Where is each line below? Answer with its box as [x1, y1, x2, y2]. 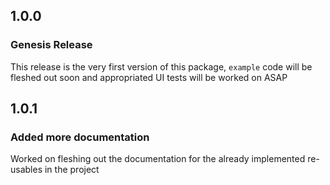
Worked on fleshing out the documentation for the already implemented [10, 153, 306, 165]
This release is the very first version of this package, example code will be [10, 60, 313, 73]
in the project [44, 164, 100, 176]
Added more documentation [10, 130, 150, 144]
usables [10, 164, 43, 176]
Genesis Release [10, 38, 93, 52]
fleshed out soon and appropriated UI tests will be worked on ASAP [10, 71, 288, 83]
